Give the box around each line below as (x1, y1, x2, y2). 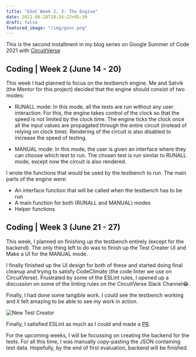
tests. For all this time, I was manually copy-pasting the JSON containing (6, 338, 181, 345)
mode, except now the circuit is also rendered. (14, 158, 127, 165)
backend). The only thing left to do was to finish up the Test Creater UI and (6, 244, 186, 251)
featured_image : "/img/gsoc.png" (6, 25, 88, 31)
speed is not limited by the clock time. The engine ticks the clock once (14, 116, 185, 123)
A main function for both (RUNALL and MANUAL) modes (14, 199, 151, 206)
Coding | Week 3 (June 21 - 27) (6, 223, 121, 233)
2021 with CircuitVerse (6, 47, 60, 54)
